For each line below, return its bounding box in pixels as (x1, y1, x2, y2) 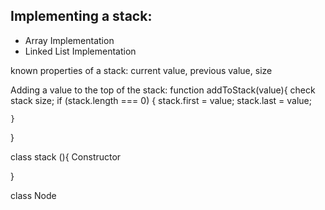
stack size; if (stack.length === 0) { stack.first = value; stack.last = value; (10, 94, 313, 106)
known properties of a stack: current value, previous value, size (10, 64, 273, 76)
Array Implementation (24, 34, 115, 46)
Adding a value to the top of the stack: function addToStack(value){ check (10, 84, 316, 96)
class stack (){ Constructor (10, 150, 122, 163)
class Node (10, 189, 57, 201)
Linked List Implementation (24, 45, 137, 57)
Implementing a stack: (10, 8, 153, 25)
